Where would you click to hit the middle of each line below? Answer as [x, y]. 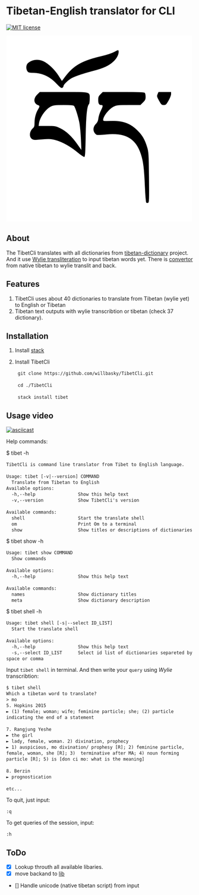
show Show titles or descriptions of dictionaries [102, 530]
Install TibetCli [32, 362]
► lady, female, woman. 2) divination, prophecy [67, 741]
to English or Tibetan [40, 305]
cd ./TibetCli [35, 386]
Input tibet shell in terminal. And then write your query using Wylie [89, 670]
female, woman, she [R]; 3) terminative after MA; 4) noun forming [93, 753]
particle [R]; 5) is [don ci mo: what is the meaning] [75, 759]
